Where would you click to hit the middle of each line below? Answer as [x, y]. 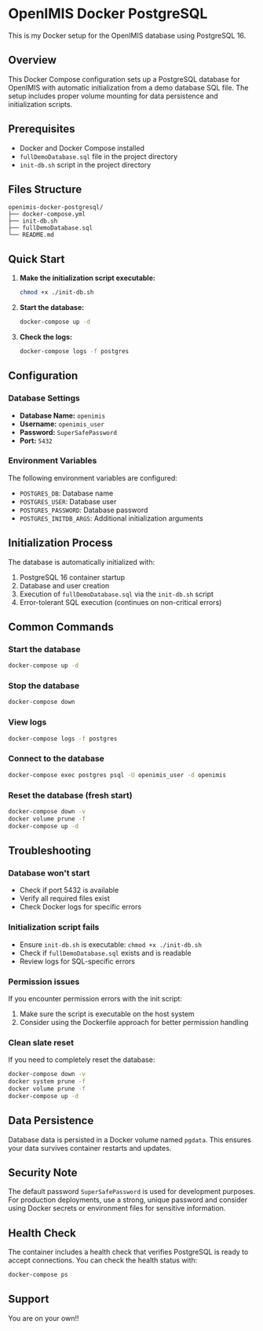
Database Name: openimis [62, 415]
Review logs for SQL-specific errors [77, 961]
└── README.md [31, 235]
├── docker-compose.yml [47, 214]
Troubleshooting [50, 851]
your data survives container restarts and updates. [90, 1148]
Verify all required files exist [64, 898]
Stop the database [44, 686]
